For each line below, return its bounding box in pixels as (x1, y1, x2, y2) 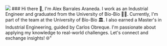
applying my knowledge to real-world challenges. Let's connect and (5, 30, 149, 35)
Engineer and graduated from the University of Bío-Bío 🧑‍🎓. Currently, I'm (5, 11, 158, 17)
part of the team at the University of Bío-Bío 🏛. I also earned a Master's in (5, 17, 162, 22)
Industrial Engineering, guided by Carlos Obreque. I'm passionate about (5, 24, 156, 30)
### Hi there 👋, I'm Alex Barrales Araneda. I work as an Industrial (11, 6, 148, 12)
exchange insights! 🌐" (5, 35, 52, 41)
